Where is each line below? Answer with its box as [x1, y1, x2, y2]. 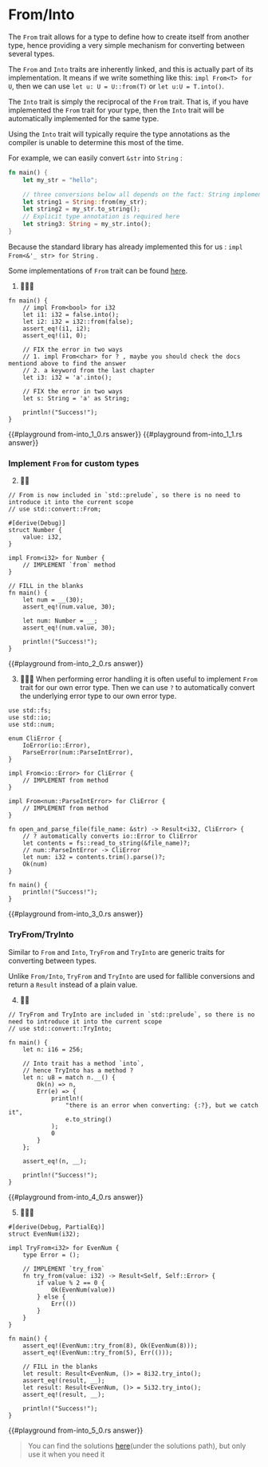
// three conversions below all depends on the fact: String [22, 190, 230, 199]
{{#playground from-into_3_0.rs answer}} [8, 909, 144, 919]
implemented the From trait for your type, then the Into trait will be [8, 105, 225, 115]
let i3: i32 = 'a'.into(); [22, 373, 112, 381]
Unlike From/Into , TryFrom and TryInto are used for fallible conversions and [8, 971, 255, 980]
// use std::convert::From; [8, 505, 102, 514]
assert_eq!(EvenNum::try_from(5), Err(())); [22, 1348, 173, 1357]
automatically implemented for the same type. [8, 113, 160, 123]
